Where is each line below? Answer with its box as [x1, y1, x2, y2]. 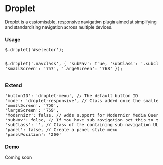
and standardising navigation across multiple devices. [5, 24, 113, 30]
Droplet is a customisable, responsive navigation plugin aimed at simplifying [5, 19, 157, 25]
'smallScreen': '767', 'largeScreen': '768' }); [5, 66, 123, 72]
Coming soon [5, 154, 32, 160]
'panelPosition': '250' [5, 132, 62, 137]
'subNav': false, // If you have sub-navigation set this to [5, 117, 154, 122]
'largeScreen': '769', [5, 107, 59, 113]
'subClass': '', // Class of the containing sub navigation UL [5, 122, 159, 127]
